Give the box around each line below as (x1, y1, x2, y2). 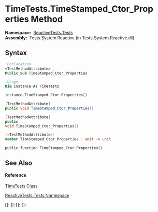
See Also (5, 159, 32, 167)
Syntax (5, 49, 27, 57)
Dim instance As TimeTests (5, 84, 59, 89)
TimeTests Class (5, 183, 38, 189)
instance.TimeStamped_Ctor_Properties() (5, 93, 88, 98)
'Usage (5, 79, 18, 84)
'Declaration (5, 61, 31, 66)
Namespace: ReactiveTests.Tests (5, 30, 73, 35)
